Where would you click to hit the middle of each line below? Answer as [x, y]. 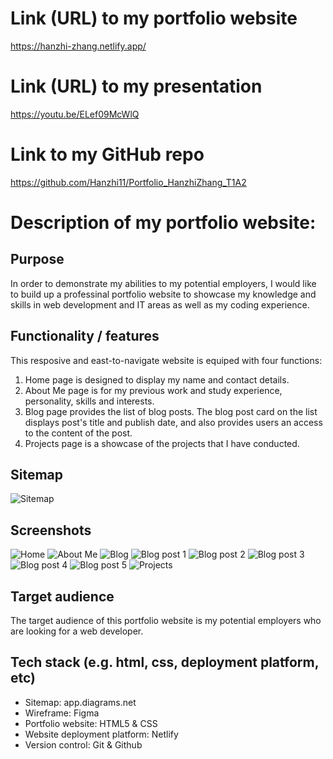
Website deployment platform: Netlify [101, 734]
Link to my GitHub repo [107, 154]
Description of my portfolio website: [163, 223]
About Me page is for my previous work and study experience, [153, 390]
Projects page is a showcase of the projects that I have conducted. [162, 443]
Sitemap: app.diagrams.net [80, 702]
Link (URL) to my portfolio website [154, 18]
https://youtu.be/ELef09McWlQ [75, 114]
